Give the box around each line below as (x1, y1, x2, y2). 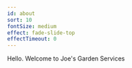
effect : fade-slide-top (7, 29, 76, 36)
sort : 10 (7, 16, 32, 23)
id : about (7, 10, 36, 17)
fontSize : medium (7, 23, 57, 30)
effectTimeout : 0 (7, 36, 57, 43)
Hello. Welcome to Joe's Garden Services (7, 54, 125, 63)
